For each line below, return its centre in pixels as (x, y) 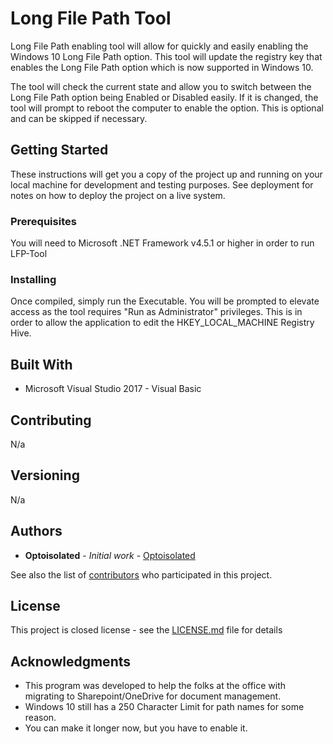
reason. (40, 718)
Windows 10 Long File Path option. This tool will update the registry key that (166, 56)
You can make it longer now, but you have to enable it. (136, 728)
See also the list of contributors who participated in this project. (141, 574)
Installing (33, 279)
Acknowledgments (71, 661)
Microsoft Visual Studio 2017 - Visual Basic (113, 389)
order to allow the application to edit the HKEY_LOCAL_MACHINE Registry (162, 323)
